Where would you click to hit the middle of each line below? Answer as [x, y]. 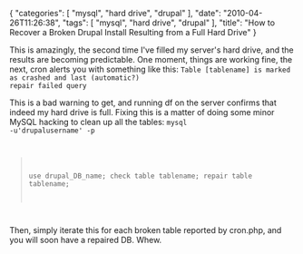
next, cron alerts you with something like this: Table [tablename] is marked [150, 69]
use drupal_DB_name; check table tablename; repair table [140, 176]
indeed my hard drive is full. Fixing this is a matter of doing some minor [142, 112]
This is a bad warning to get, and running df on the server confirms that [143, 103]
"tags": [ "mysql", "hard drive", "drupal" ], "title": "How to [168, 23]
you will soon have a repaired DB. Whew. [86, 239]
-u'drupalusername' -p [52, 131]
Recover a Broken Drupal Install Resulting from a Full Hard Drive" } [133, 32]
